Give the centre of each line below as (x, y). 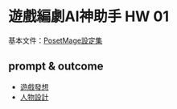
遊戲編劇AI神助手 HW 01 (88, 17)
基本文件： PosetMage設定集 (56, 40)
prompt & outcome (56, 67)
